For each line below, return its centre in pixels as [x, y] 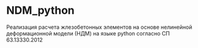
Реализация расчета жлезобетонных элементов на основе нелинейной [99, 27]
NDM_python [40, 10]
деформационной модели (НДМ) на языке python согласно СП [88, 33]
